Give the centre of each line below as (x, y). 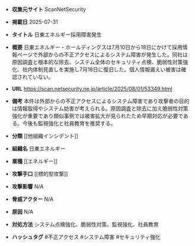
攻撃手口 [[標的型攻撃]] (40, 174)
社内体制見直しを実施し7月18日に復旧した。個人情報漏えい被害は (102, 70)
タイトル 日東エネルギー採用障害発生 (57, 34)
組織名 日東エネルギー (39, 149)
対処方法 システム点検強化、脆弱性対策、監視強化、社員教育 (85, 224)
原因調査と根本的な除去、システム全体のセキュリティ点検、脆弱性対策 (97, 62)
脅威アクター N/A (33, 199)
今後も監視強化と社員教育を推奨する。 (69, 123)
